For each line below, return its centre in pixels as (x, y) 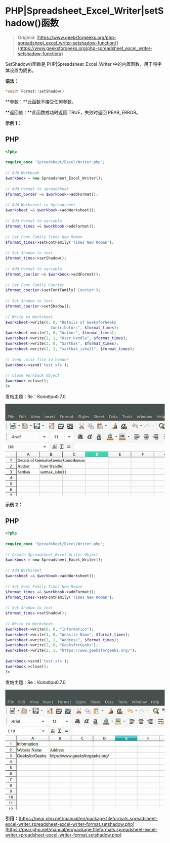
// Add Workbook (22, 173)
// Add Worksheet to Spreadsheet (40, 205)
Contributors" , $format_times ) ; (84, 328)
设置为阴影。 (23, 70)
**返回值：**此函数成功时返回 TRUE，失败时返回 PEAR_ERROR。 (73, 112)
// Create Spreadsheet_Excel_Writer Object (52, 554)
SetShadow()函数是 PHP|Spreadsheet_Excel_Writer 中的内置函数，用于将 (81, 64)
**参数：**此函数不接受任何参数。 (41, 102)
